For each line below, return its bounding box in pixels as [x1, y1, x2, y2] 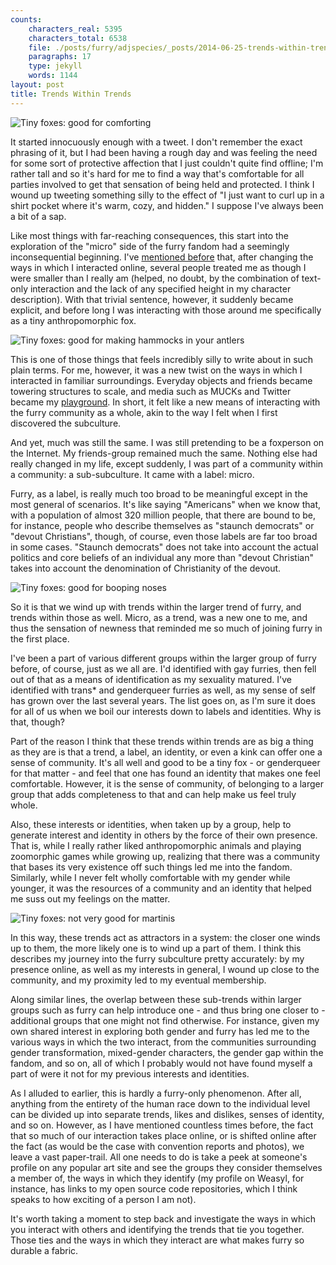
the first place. [10, 632, 70, 645]
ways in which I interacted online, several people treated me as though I [10, 261, 307, 273]
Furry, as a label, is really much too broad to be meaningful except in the [10, 487, 308, 500]
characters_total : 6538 [28, 33, 128, 43]
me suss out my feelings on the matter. [10, 892, 171, 905]
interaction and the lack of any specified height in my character [29, 282, 292, 295]
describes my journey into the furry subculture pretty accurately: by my [10, 952, 305, 965]
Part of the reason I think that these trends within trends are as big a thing [10, 735, 314, 747]
